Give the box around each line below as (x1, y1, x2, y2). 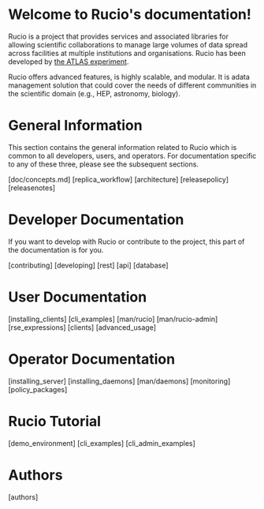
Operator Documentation (8, 350, 176, 368)
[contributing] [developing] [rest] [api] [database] (8, 260, 169, 270)
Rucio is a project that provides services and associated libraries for (8, 32, 229, 41)
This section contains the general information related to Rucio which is (8, 142, 237, 152)
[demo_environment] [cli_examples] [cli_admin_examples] (8, 438, 195, 447)
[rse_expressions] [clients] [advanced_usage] (8, 322, 156, 332)
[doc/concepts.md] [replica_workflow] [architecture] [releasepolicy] (8, 174, 229, 184)
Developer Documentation (8, 211, 184, 229)
